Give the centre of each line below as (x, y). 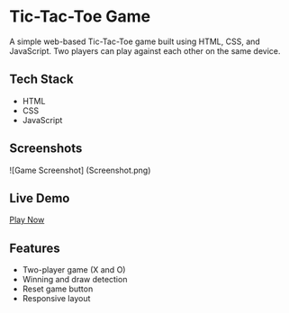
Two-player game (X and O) (74, 270)
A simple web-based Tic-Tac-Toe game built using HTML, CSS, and (135, 41)
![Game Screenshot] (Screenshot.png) (80, 170)
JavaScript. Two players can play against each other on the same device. (145, 50)
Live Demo (40, 198)
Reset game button (58, 289)
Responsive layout (56, 299)
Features (35, 248)
